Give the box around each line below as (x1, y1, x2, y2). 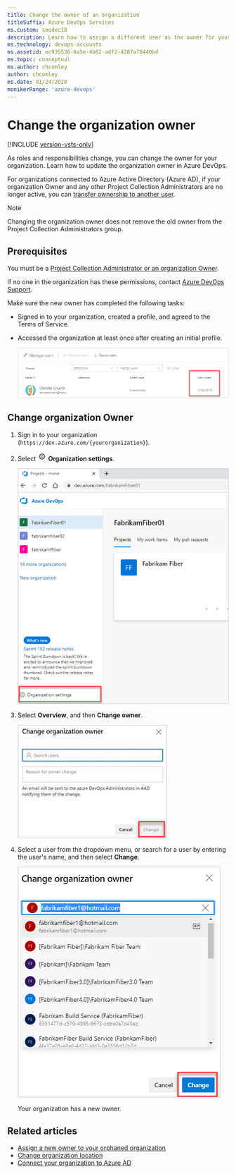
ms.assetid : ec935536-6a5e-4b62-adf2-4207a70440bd (7, 49, 159, 56)
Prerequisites (7, 245, 67, 257)
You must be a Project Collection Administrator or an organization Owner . (7, 264, 219, 273)
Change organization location (17, 1151, 103, 1160)
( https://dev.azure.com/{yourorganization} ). (17, 438, 150, 446)
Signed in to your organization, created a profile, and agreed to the (17, 312, 211, 321)
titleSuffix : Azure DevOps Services (7, 18, 114, 26)
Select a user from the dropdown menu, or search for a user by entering (17, 845, 226, 854)
